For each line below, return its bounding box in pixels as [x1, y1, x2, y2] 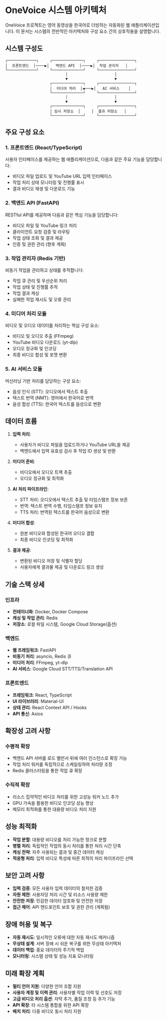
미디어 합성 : [12, 520, 35, 526]
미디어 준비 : [12, 459, 35, 465]
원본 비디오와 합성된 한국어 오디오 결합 [19, 530, 95, 536]
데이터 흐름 [5, 417, 37, 426]
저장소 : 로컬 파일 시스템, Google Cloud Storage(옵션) [12, 621, 117, 627]
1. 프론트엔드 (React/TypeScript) [5, 144, 82, 151]
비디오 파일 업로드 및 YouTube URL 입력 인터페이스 [12, 173, 112, 179]
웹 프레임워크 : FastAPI [12, 647, 56, 653]
